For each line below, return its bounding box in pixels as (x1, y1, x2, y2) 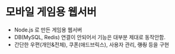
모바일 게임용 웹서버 (5, 5, 97, 19)
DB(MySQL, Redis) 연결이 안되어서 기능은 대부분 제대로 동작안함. (14, 33, 166, 40)
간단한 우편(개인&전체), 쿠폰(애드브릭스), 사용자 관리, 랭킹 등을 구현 (14, 41, 170, 48)
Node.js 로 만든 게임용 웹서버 (14, 26, 82, 33)
